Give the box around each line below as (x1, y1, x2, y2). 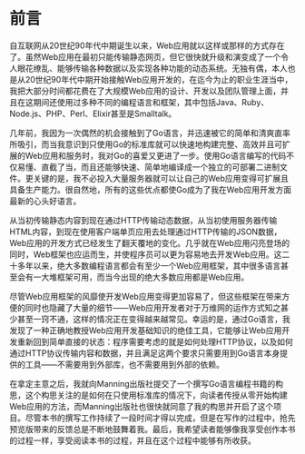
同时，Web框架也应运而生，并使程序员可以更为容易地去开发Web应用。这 (9, 249, 282, 260)
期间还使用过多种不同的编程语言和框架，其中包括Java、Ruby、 (33, 96, 270, 107)
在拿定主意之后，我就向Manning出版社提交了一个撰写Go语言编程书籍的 (9, 378, 276, 389)
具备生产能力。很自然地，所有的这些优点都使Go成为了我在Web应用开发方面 (9, 183, 292, 195)
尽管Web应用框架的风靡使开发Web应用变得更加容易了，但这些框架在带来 (9, 291, 282, 301)
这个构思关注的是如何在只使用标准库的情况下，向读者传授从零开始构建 (25, 390, 288, 400)
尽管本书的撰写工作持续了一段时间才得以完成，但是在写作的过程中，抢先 (25, 412, 296, 423)
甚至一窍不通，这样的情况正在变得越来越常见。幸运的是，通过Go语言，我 (16, 313, 290, 324)
